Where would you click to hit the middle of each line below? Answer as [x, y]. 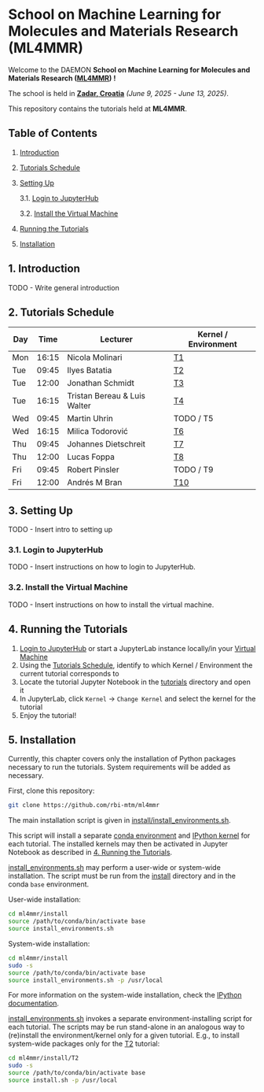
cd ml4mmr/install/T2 [44, 1058]
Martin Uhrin [90, 419]
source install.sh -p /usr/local [63, 1080]
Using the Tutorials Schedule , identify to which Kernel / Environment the [136, 665]
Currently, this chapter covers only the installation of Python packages [122, 759]
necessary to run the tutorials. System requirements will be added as [119, 767]
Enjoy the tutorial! [48, 715]
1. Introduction [44, 269]
